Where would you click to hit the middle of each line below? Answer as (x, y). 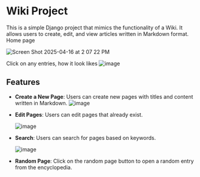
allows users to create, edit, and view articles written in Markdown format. (98, 33)
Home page (21, 40)
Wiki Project (37, 11)
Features (23, 82)
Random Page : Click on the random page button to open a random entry (104, 161)
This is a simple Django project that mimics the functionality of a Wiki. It (94, 28)
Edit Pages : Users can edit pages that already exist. (79, 114)
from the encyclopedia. (43, 167)
